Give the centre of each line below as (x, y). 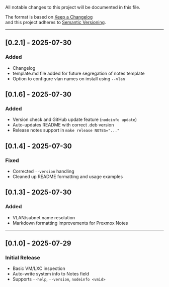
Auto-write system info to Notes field (51, 274)
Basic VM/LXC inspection (39, 268)
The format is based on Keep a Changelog (49, 17)
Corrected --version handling (43, 171)
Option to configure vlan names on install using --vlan (69, 79)
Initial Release (23, 258)
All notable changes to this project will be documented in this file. (73, 7)
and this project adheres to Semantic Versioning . (56, 22)
